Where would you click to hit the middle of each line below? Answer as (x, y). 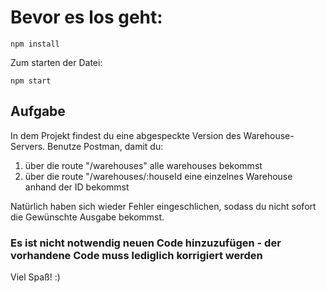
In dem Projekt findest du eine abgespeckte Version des (126, 135)
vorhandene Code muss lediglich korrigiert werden (136, 255)
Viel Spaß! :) (35, 277)
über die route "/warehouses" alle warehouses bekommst (143, 165)
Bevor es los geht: (86, 17)
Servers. (28, 146)
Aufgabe (38, 111)
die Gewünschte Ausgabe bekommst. (87, 217)
